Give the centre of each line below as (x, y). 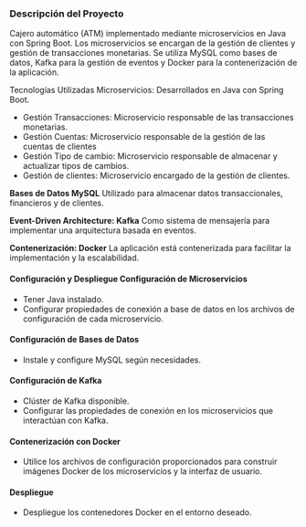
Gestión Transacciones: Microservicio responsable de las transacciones (158, 118)
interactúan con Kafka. (65, 420)
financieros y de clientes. (57, 203)
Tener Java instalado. (63, 299)
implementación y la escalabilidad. (74, 258)
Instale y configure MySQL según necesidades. (111, 360)
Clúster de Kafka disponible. (76, 401)
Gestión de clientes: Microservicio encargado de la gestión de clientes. (156, 175)
